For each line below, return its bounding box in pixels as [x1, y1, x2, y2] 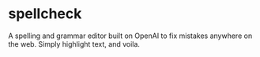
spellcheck [8, 5, 82, 23]
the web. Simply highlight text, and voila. [8, 39, 141, 48]
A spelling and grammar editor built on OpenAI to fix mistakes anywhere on [8, 31, 253, 40]
